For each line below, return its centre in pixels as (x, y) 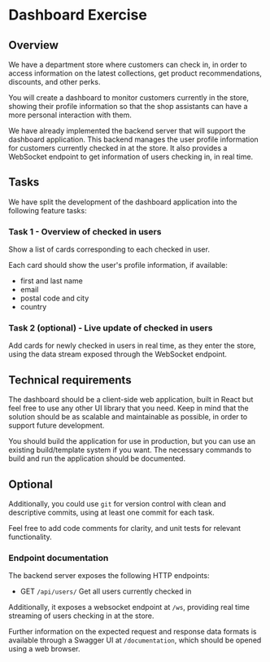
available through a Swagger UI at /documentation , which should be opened (135, 640)
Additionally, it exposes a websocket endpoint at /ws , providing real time (129, 607)
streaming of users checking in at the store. (81, 616)
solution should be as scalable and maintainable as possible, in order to (128, 417)
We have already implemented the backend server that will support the (127, 131)
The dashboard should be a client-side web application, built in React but (131, 400)
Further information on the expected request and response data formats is (133, 632)
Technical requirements (70, 380)
